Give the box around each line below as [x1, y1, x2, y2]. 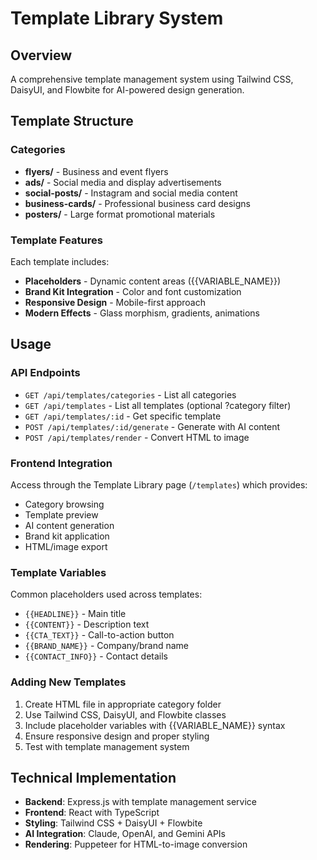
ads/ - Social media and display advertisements [24, 176, 222, 188]
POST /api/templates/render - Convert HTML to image [24, 431, 250, 443]
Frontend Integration [10, 456, 113, 470]
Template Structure [10, 113, 134, 130]
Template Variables [10, 565, 107, 579]
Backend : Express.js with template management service [24, 796, 258, 808]
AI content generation [24, 519, 115, 531]
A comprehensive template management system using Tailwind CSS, [10, 73, 294, 85]
